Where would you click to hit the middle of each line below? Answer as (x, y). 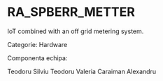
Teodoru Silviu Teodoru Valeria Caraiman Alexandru (81, 71)
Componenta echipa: (37, 58)
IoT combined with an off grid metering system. (76, 31)
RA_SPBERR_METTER (71, 12)
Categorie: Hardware (37, 44)
